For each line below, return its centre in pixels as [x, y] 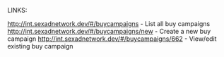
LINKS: [17, 10]
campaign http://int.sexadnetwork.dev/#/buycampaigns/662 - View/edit [112, 39]
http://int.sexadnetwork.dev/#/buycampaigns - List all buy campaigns [109, 24]
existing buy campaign [40, 46]
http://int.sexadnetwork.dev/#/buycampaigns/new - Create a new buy [109, 31]
